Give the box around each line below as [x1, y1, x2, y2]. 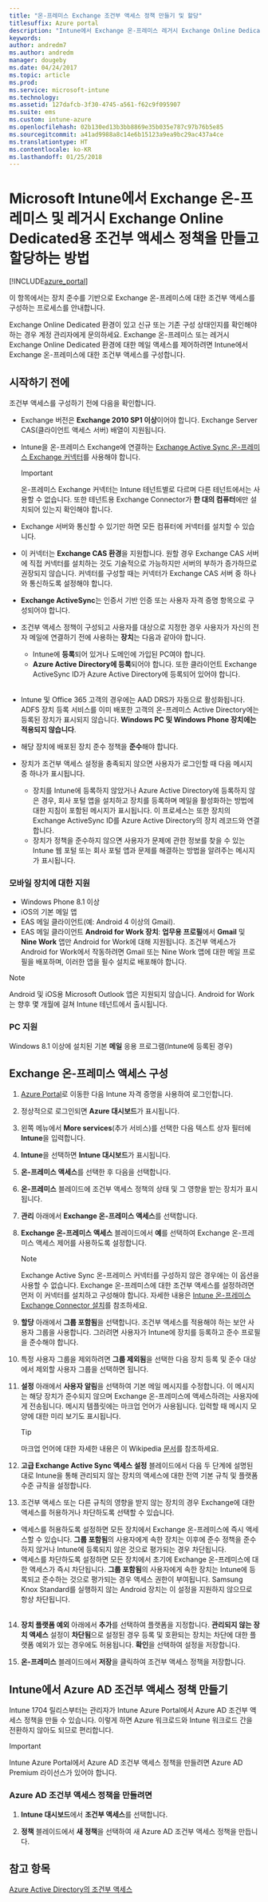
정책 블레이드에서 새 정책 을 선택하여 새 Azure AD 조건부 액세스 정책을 [20, 1826, 238, 1836]
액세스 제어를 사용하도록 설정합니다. [35, 1238, 147, 1248]
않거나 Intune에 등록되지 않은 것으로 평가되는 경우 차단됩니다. [35, 1545, 227, 1555]
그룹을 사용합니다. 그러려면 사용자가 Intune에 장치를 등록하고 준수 [35, 1328, 240, 1337]
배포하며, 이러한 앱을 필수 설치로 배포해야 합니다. [35, 957, 187, 967]
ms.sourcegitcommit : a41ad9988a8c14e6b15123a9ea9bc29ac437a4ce [9, 130, 224, 138]
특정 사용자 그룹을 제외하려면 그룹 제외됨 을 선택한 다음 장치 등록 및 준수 [20, 1355, 242, 1364]
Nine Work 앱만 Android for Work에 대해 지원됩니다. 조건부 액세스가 [20, 937, 236, 947]
